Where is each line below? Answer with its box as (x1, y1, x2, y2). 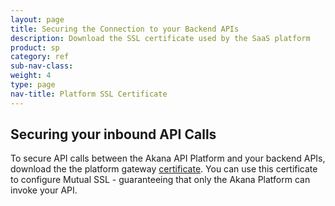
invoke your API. (10, 184, 78, 196)
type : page (10, 80, 56, 90)
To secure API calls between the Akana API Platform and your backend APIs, (10, 152, 326, 165)
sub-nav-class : (10, 61, 74, 71)
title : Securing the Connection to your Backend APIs (10, 24, 240, 34)
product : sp (10, 42, 60, 53)
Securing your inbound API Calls (10, 126, 217, 143)
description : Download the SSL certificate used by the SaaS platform (10, 33, 311, 43)
